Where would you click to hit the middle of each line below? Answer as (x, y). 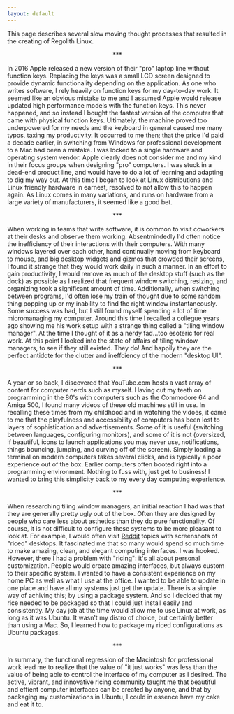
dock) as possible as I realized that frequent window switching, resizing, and (117, 281)
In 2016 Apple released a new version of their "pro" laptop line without (108, 68)
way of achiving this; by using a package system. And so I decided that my (115, 595)
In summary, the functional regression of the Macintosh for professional (110, 659)
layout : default (31, 14)
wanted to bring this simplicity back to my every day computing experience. (116, 479)
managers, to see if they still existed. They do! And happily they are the (109, 348)
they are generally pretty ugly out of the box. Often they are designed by (111, 513)
